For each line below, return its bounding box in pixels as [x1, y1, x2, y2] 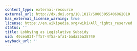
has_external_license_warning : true [5, 16, 80, 21]
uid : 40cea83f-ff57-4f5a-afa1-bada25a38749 [5, 34, 95, 39]
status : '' [5, 25, 27, 30]
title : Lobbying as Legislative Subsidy [5, 30, 89, 34]
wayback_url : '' [5, 39, 38, 44]
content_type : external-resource [5, 7, 73, 12]
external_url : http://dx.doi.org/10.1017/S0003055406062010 [5, 12, 131, 17]
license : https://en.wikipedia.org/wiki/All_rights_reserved [5, 20, 133, 26]
